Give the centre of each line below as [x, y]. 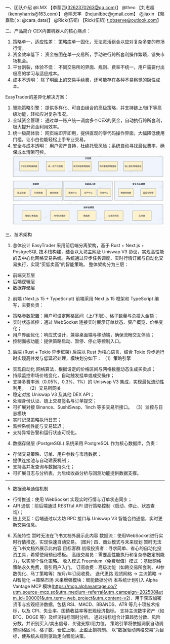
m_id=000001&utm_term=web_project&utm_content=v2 [71, 598]
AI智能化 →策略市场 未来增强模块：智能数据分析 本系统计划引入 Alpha [85, 580]
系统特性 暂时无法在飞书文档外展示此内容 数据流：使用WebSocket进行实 [88, 535]
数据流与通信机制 [30, 488]
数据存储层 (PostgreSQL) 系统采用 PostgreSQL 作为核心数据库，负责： [86, 443]
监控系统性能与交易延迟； [39, 426]
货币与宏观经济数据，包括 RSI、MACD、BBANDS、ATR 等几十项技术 [84, 604]
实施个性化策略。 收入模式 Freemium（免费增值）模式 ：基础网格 [94, 561]
